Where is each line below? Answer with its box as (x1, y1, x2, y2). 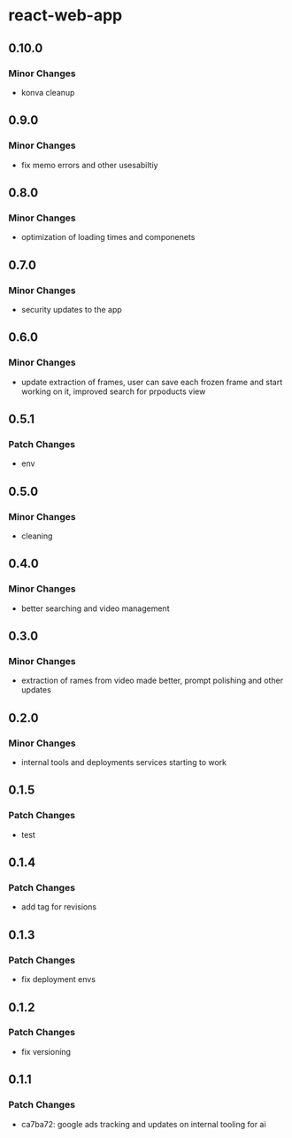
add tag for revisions (20, 902, 97, 912)
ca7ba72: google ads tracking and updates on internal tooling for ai (20, 1119, 266, 1129)
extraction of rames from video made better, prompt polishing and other (20, 675, 284, 686)
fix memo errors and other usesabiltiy (20, 159, 158, 170)
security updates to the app (20, 304, 123, 314)
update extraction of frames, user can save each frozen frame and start (20, 376, 283, 387)
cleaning (20, 530, 53, 541)
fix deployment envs (20, 974, 96, 985)
